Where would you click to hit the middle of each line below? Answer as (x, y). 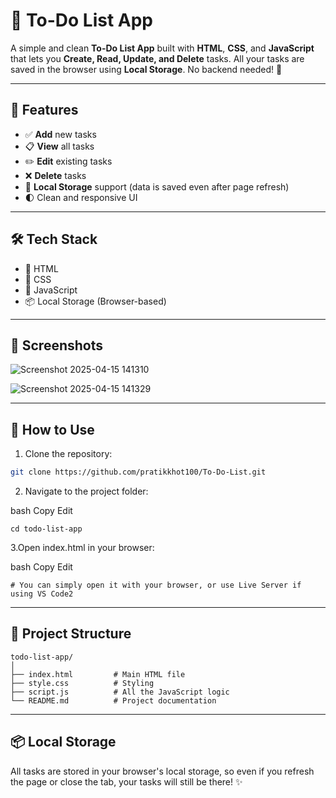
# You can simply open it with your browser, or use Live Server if (156, 585)
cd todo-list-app (46, 529)
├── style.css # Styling (82, 683)
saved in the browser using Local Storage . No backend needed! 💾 (146, 69)
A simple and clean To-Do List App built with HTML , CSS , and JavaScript (162, 48)
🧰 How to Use (52, 429)
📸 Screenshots (57, 345)
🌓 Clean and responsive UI (81, 197)
